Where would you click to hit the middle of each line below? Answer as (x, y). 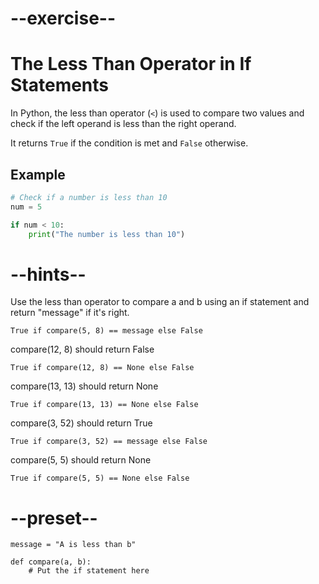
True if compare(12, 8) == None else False (102, 368)
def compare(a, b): (51, 562)
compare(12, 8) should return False (82, 349)
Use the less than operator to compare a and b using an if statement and (160, 302)
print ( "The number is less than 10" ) (107, 234)
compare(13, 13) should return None (84, 386)
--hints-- (48, 274)
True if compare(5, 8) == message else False (106, 331)
